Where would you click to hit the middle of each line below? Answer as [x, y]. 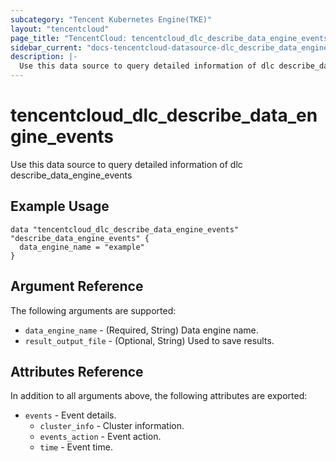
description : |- [44, 57]
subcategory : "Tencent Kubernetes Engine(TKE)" [111, 19]
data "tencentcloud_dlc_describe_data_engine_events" [125, 229]
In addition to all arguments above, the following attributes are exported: [159, 396]
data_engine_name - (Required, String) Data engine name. [141, 330]
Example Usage [60, 206]
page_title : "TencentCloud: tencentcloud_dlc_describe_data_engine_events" [171, 38]
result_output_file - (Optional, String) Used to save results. [149, 340]
